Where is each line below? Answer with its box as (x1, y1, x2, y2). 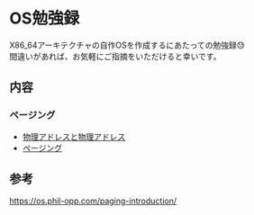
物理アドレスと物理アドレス (22, 131, 126, 142)
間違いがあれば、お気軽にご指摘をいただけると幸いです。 (9, 50, 222, 61)
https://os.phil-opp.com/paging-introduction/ (9, 195, 177, 207)
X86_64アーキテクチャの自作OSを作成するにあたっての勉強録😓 (9, 40, 246, 50)
